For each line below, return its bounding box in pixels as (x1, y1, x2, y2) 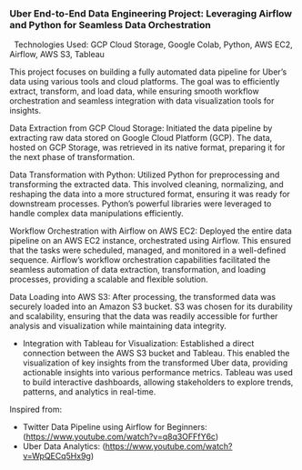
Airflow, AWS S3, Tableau (9, 49, 105, 60)
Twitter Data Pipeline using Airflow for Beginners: (22, 422, 207, 433)
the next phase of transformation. (9, 152, 136, 163)
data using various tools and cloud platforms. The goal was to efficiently (9, 76, 280, 87)
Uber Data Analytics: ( (22, 441, 106, 452)
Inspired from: (9, 404, 63, 415)
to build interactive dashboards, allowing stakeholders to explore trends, (22, 376, 294, 388)
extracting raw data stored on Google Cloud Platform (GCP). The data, (9, 133, 273, 144)
